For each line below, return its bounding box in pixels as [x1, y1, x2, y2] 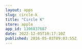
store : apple [5, 21, 33, 27]
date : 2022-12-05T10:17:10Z [5, 31, 66, 36]
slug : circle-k [5, 12, 38, 17]
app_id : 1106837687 [5, 27, 47, 32]
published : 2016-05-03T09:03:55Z [5, 36, 77, 41]
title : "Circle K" [5, 17, 45, 22]
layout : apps [5, 7, 33, 13]
